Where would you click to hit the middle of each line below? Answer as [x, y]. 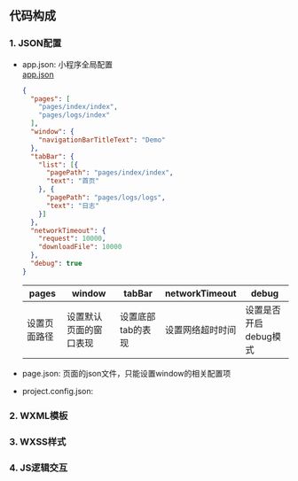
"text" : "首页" [73, 181]
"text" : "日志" [73, 206]
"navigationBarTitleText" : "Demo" [102, 140]
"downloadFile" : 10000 [80, 247]
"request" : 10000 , [72, 239]
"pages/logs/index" [74, 115]
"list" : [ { [59, 165]
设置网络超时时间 [200, 330]
